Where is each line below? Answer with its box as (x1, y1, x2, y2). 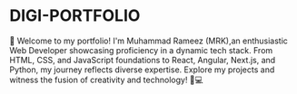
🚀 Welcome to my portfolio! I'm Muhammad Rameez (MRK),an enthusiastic (9, 35, 289, 46)
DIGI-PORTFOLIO (9, 5, 141, 26)
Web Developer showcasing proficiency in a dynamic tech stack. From (9, 44, 273, 55)
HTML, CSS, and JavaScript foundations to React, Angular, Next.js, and (9, 54, 276, 65)
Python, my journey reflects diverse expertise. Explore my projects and (9, 64, 275, 75)
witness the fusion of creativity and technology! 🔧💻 (9, 74, 203, 85)
